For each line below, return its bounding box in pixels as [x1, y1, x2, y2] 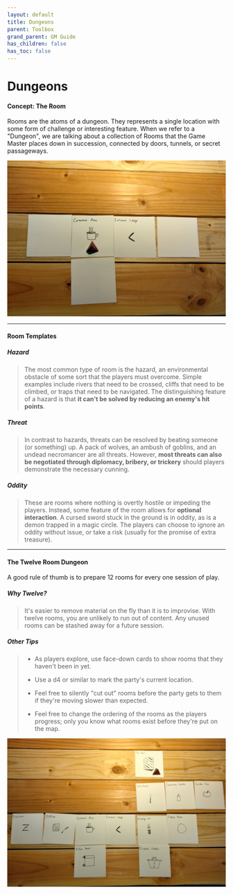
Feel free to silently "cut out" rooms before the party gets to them [34, 689, 222, 698]
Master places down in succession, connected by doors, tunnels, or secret [7, 140, 221, 148]
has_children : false [7, 40, 67, 48]
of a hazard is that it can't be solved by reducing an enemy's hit [24, 395, 210, 403]
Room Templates [7, 332, 57, 340]
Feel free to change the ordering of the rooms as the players [34, 710, 207, 718]
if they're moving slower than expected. [34, 696, 148, 705]
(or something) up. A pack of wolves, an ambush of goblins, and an [24, 443, 216, 451]
